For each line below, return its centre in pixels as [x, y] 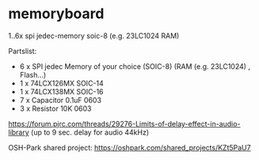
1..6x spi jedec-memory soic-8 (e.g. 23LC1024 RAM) [94, 36]
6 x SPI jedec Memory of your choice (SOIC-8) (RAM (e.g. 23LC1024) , [135, 66]
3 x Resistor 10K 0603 [56, 109]
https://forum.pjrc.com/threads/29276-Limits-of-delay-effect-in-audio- [124, 124]
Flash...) [33, 74]
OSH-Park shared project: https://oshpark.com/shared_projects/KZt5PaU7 [129, 147]
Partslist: [23, 51]
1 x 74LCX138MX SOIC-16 [62, 91]
